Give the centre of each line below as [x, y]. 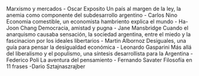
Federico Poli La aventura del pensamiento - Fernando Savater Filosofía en [99, 60]
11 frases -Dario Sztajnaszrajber [46, 66]
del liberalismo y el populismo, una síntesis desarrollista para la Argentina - [100, 53]
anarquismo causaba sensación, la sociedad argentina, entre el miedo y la [99, 34]
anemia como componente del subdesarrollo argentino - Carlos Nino [92, 15]
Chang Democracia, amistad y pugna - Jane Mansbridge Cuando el [104, 28]
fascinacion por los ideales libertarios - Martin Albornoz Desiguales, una [96, 41]
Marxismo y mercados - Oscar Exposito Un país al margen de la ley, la [94, 9]
